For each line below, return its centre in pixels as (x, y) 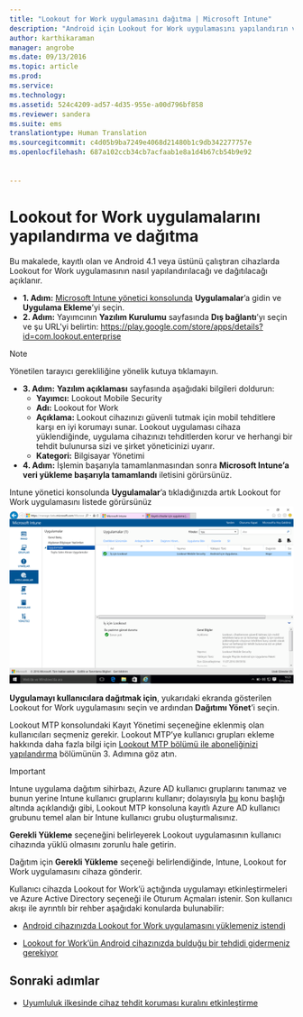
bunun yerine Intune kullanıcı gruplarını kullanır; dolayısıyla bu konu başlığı (147, 799)
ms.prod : (26, 77)
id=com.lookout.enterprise (72, 336)
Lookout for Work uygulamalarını (135, 217)
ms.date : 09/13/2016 (48, 57)
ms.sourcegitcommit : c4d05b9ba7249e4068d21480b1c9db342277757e (131, 143)
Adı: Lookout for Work (77, 408)
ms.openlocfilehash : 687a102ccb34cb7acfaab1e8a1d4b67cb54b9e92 (131, 152)
